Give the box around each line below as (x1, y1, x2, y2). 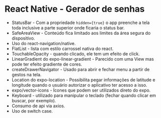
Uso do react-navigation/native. (11, 40, 76, 46)
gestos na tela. (11, 71, 42, 77)
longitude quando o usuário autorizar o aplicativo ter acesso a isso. (11, 82, 147, 88)
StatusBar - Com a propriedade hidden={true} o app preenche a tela (11, 20, 150, 25)
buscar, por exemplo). (11, 97, 56, 103)
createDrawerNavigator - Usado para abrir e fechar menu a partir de (11, 66, 150, 72)
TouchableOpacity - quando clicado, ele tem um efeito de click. (11, 50, 140, 57)
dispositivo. (11, 35, 35, 41)
